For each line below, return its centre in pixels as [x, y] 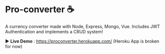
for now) [14, 46]
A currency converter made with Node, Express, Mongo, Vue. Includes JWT [82, 26]
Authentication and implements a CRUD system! [54, 31]
